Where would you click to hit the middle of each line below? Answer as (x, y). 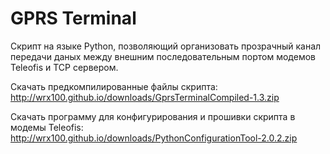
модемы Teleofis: (47, 127)
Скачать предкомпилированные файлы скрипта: (114, 86)
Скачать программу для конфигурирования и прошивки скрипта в (153, 116)
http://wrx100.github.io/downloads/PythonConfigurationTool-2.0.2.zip (154, 138)
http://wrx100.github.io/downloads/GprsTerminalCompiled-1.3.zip (145, 97)
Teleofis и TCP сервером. (64, 67)
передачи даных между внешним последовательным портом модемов (163, 56)
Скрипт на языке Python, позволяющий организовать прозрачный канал (166, 46)
